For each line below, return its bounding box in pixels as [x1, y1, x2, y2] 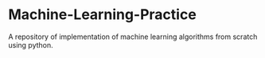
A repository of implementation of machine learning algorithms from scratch [8, 32, 258, 41]
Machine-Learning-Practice [8, 6, 197, 24]
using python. [8, 40, 53, 49]
